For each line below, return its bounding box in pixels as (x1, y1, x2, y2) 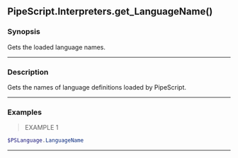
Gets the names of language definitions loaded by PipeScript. (7, 83, 186, 91)
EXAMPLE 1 (24, 123, 59, 132)
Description (7, 67, 49, 77)
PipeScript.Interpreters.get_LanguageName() (7, 6, 213, 18)
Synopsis (7, 27, 40, 37)
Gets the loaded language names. (7, 42, 106, 51)
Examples (7, 107, 42, 117)
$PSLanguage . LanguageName (7, 137, 84, 144)
